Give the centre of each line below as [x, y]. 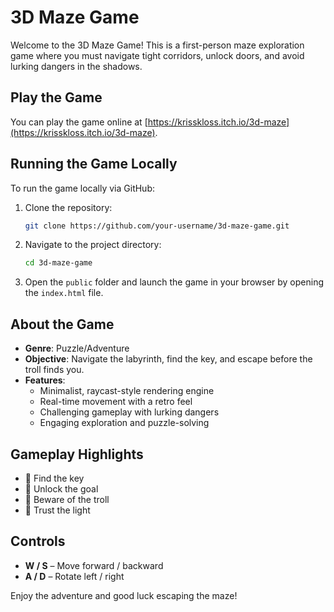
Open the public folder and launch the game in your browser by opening [174, 282]
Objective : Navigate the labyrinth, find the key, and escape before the [168, 359]
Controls [38, 541]
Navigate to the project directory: [93, 245]
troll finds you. [54, 370]
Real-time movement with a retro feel [116, 402]
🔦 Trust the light [57, 510]
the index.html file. [64, 293]
